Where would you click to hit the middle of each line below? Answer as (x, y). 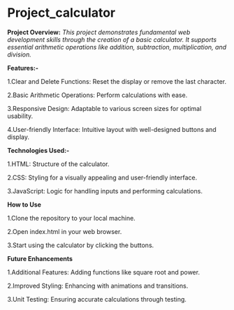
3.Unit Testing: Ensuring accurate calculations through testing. (97, 299)
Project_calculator (61, 13)
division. (19, 54)
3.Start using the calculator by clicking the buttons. (81, 245)
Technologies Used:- (38, 150)
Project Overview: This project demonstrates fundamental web (99, 32)
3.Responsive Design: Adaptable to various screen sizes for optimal (104, 108)
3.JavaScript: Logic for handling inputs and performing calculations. (105, 191)
